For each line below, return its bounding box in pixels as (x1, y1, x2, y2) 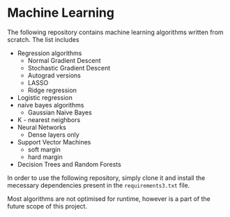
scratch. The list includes (7, 35, 79, 43)
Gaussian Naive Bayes (27, 108, 92, 117)
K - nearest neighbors (17, 115, 81, 124)
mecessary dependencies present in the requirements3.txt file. (7, 181, 190, 189)
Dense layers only (27, 130, 80, 139)
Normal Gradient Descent (27, 56, 101, 64)
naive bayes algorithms (17, 100, 85, 109)
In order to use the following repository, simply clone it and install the (7, 173, 206, 182)
